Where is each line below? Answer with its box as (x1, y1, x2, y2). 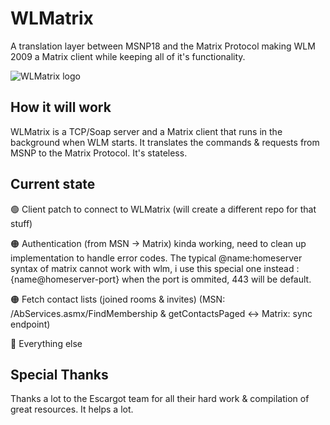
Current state (10, 176, 96, 193)
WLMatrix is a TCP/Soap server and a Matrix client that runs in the (10, 125, 283, 137)
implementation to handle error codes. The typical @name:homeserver (10, 252, 303, 264)
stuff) (10, 217, 33, 229)
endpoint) (10, 318, 51, 330)
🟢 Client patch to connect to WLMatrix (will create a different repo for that (10, 203, 317, 215)
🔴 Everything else (10, 337, 83, 349)
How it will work (10, 99, 112, 116)
